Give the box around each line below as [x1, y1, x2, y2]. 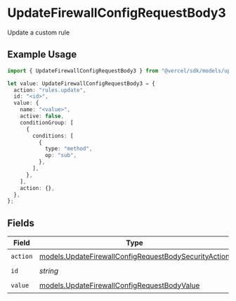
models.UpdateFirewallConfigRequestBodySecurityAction [39, 251, 230, 261]
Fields [7, 217, 35, 229]
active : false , [20, 113, 65, 120]
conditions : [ [32, 132, 74, 139]
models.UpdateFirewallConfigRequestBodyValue [39, 280, 200, 290]
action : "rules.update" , [13, 87, 86, 94]
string [39, 266, 59, 276]
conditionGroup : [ [20, 119, 74, 126]
